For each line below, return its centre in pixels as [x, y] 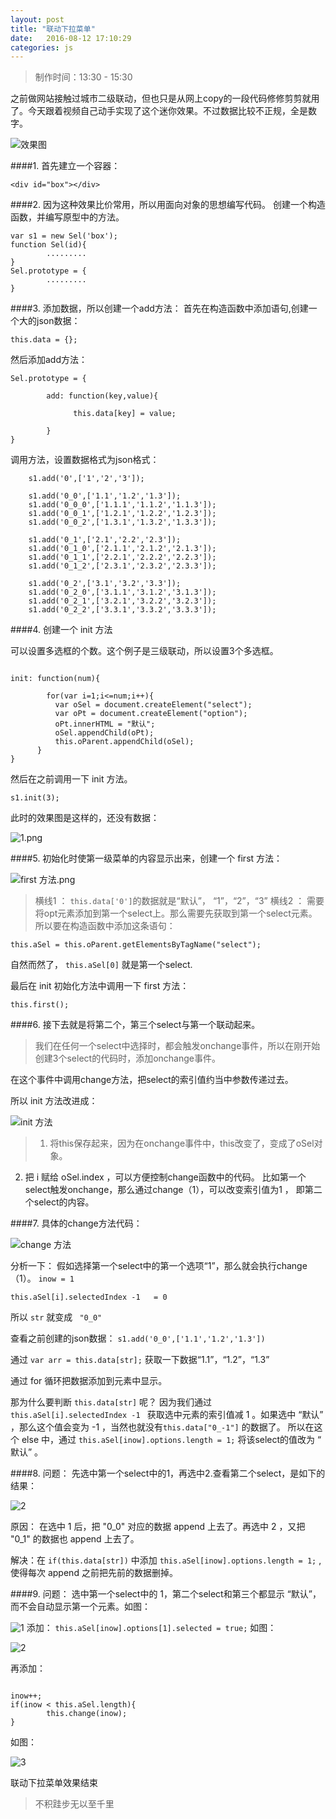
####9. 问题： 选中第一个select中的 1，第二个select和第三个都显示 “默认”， [166, 1594]
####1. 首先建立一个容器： [65, 166]
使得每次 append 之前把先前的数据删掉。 [94, 1573]
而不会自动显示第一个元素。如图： [80, 1607]
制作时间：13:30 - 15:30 [83, 77]
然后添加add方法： [49, 360]
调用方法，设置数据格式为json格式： [85, 460]
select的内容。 [64, 1202]
